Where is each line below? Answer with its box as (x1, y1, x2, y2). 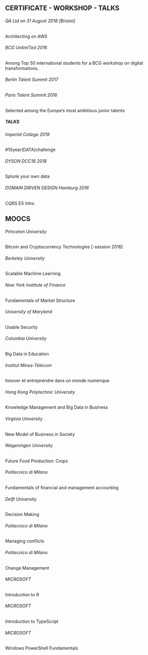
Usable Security (5, 324, 38, 330)
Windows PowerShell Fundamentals (5, 645, 78, 651)
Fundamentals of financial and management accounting (5, 485, 119, 491)
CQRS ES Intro (5, 200, 35, 206)
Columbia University (5, 335, 47, 342)
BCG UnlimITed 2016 (5, 45, 48, 51)
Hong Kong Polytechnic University (5, 389, 75, 395)
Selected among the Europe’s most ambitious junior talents (5, 107, 125, 113)
